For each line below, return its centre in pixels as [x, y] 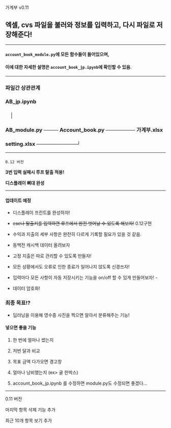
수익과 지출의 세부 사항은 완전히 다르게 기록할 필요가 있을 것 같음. [77, 234]
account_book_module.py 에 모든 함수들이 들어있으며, [57, 55]
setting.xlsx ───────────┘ [43, 144]
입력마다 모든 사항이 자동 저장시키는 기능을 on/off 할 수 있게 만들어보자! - [85, 278]
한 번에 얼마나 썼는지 [33, 340]
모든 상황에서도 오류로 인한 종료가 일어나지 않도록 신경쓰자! [71, 267]
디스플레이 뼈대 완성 [25, 183]
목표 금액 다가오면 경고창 [37, 361]
